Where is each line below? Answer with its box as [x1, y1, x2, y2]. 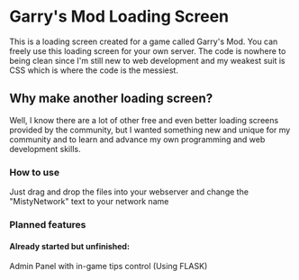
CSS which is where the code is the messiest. [9, 65, 178, 76]
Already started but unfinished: [9, 240, 131, 251]
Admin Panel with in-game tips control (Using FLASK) [9, 261, 208, 272]
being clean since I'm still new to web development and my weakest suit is [9, 55, 285, 66]
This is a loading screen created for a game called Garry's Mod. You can [9, 36, 278, 47]
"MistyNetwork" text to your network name [9, 196, 169, 207]
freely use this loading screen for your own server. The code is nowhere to [9, 45, 286, 56]
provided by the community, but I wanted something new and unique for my [9, 124, 291, 135]
